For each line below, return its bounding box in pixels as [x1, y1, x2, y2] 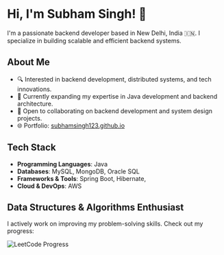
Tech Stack [7, 142, 56, 154]
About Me [7, 56, 50, 68]
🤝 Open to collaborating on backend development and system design [16, 106, 212, 115]
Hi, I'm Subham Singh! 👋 [7, 6, 147, 22]
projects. [16, 114, 42, 122]
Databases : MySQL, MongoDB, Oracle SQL [16, 167, 140, 175]
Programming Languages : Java [16, 160, 108, 168]
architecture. [16, 99, 53, 108]
